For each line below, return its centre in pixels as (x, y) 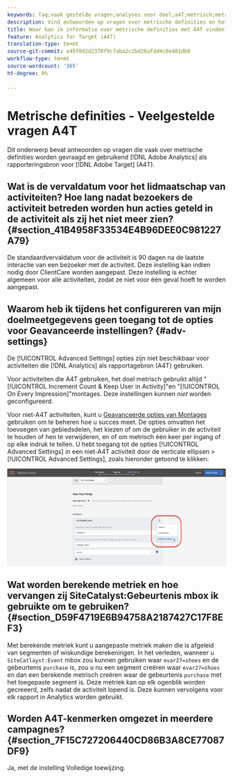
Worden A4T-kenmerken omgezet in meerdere (110, 718)
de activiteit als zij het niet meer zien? (90, 219)
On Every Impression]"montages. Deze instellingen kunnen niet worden (109, 394)
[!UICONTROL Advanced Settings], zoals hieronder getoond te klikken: (108, 459)
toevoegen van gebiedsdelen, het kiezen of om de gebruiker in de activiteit (114, 429)
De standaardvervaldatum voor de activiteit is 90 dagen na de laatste (106, 258)
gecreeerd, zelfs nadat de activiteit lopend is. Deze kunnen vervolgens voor (115, 689)
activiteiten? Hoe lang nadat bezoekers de (100, 197)
